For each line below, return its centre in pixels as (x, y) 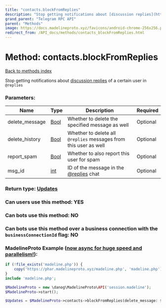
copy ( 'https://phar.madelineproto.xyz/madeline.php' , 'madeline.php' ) (88, 269)
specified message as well (98, 125)
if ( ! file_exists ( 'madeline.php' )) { (44, 265)
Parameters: (20, 98)
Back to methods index (28, 71)
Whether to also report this (99, 154)
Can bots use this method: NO (42, 215)
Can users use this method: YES (44, 202)
